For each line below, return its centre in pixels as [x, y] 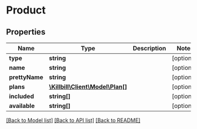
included [21, 96]
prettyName [26, 77]
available [22, 106]
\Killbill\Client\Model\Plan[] [88, 87]
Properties [26, 32]
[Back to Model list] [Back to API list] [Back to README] [73, 120]
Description [150, 48]
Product [26, 10]
